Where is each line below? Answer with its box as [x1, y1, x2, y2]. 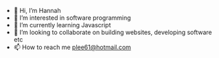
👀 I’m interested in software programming [13, 14, 132, 22]
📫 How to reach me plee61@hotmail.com [13, 43, 132, 51]
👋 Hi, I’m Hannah [13, 7, 61, 14]
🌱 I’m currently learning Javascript [13, 21, 111, 29]
